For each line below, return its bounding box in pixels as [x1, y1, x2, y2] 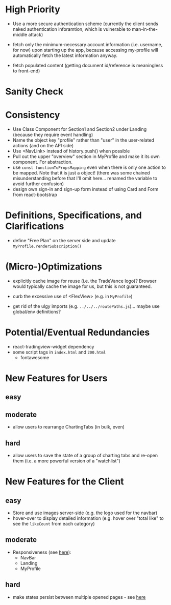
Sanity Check [5, 86, 64, 97]
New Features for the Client [5, 476, 124, 487]
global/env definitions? [12, 308, 61, 315]
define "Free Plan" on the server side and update [12, 238, 116, 243]
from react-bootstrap [12, 191, 58, 198]
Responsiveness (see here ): [12, 549, 71, 555]
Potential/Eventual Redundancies [5, 327, 150, 338]
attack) [28, 31, 43, 37]
